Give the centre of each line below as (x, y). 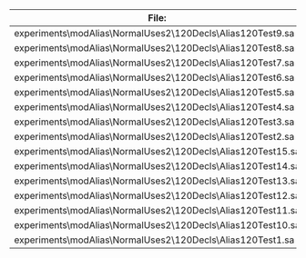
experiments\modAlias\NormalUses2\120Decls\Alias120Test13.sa (157, 181)
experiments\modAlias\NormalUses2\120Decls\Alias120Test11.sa (157, 210)
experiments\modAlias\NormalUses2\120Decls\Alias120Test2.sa (154, 137)
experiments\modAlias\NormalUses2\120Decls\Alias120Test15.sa (157, 151)
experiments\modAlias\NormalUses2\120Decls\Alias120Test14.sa (157, 166)
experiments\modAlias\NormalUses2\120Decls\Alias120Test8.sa (154, 48)
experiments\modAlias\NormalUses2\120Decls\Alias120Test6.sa (154, 78)
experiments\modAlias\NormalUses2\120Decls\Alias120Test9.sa (154, 33)
